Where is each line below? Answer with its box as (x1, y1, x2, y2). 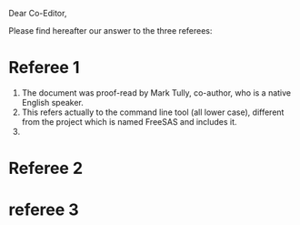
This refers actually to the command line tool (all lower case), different (21, 107, 285, 118)
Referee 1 (8, 57, 80, 78)
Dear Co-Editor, (8, 8, 67, 18)
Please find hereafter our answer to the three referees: (8, 26, 213, 36)
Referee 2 (8, 159, 84, 179)
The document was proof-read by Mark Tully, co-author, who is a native (21, 87, 292, 98)
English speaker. (21, 97, 84, 107)
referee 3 (8, 199, 79, 220)
